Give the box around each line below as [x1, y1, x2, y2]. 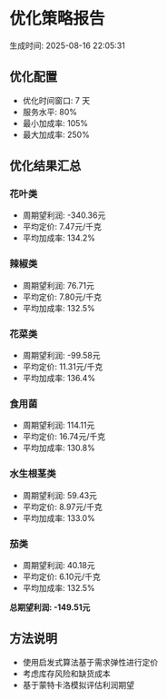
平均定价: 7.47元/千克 [22, 222, 102, 232]
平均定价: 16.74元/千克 [22, 431, 106, 442]
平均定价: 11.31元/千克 [22, 361, 103, 372]
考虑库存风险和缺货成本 [22, 668, 111, 679]
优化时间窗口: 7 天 [22, 94, 91, 105]
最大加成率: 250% [22, 129, 91, 140]
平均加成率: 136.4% [22, 373, 96, 384]
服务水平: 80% [22, 106, 78, 117]
